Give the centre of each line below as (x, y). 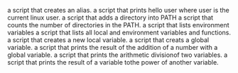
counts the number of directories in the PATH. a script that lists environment (118, 25)
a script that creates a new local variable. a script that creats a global (108, 40)
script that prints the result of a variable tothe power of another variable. (113, 62)
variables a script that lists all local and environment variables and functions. (119, 32)
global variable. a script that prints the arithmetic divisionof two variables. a (118, 55)
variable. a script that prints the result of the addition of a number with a (113, 47)
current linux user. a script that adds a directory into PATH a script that (110, 18)
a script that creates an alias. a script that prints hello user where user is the (118, 10)
